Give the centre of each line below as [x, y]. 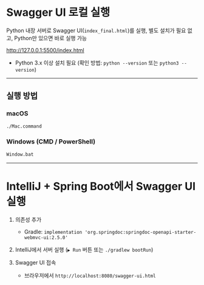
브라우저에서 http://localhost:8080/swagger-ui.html [90, 275]
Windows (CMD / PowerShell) [51, 142]
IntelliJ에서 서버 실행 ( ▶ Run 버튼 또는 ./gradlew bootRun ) [84, 249]
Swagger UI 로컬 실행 [58, 12]
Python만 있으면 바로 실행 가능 [50, 38]
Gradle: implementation [53, 232]
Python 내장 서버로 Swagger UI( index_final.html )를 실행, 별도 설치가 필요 [96, 30]
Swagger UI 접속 [36, 263]
